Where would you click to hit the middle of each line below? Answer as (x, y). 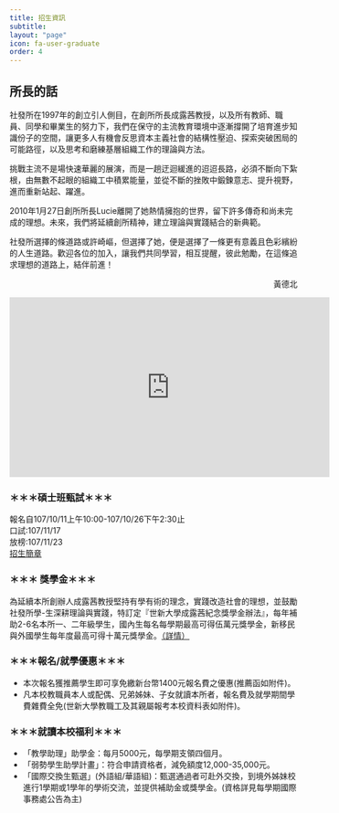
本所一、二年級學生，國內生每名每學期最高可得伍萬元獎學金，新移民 (167, 624)
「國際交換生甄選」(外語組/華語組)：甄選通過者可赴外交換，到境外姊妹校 (159, 776)
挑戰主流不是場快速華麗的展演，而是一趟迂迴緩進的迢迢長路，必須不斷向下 (149, 168)
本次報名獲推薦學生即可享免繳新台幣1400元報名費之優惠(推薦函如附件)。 (159, 682)
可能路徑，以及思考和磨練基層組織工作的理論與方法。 (110, 149)
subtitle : (28, 26)
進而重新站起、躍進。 (49, 191)
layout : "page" (38, 35)
